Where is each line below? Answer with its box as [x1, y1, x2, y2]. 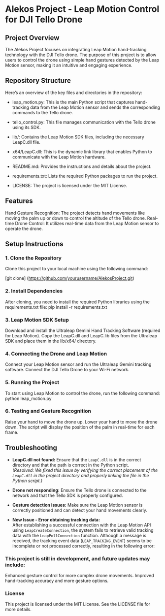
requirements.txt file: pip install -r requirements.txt [5, 304, 107, 310]
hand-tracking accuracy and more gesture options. [5, 578, 109, 584]
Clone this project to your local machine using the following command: [5, 266, 148, 272]
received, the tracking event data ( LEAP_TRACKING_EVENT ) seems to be [12, 538, 152, 544]
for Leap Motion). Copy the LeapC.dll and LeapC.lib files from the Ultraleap [5, 332, 158, 338]
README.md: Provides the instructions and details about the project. [12, 163, 152, 169]
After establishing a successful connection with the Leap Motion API [12, 522, 151, 528]
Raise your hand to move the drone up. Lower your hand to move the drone [5, 419, 158, 424]
